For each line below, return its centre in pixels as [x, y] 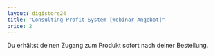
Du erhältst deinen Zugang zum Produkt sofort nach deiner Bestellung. [108, 46]
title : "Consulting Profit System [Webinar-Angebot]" [86, 20]
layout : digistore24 [37, 13]
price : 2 [20, 26]
